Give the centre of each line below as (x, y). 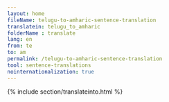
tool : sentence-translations (49, 65)
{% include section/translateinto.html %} (65, 92)
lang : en (20, 40)
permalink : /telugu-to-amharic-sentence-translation (85, 59)
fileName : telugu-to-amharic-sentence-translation (82, 20)
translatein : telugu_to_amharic (54, 26)
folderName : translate (42, 33)
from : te (20, 46)
